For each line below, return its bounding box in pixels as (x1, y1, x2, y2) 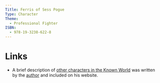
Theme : (5, 16, 19, 21)
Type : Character (5, 12, 38, 17)
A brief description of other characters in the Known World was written (12, 67, 155, 73)
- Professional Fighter (9, 21, 58, 26)
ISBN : (5, 25, 16, 30)
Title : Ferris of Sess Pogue (5, 7, 65, 12)
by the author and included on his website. (12, 72, 98, 78)
